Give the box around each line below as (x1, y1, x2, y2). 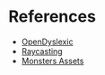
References (8, 6, 96, 27)
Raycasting (21, 45, 64, 56)
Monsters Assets (21, 55, 84, 66)
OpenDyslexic (21, 36, 74, 47)
